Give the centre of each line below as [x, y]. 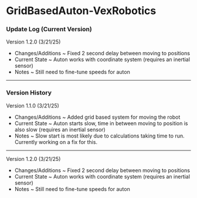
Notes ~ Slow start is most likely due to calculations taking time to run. [99, 136]
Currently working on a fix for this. [56, 142]
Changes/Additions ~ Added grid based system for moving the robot [97, 117]
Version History [29, 93]
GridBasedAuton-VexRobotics [81, 11]
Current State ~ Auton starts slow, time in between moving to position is [101, 123]
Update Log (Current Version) [49, 29]
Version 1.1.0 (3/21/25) [33, 105]
